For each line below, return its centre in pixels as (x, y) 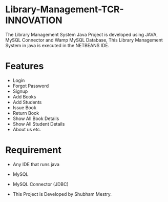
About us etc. (27, 129)
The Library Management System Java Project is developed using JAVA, (81, 34)
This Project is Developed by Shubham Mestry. (62, 194)
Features (25, 66)
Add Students (27, 102)
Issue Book (25, 107)
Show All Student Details (39, 124)
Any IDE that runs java (36, 164)
